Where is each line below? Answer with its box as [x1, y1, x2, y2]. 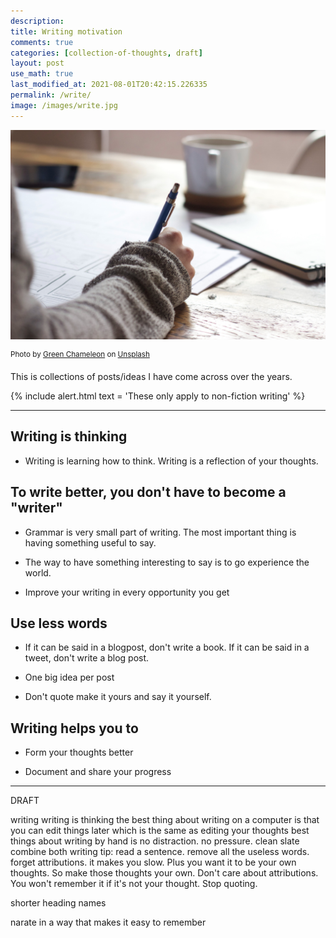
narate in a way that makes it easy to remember [10, 916, 207, 929]
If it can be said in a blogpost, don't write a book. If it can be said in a [24, 641, 310, 654]
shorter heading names [10, 897, 107, 909]
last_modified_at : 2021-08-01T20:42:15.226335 [10, 80, 208, 90]
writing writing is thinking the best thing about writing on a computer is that [10, 814, 320, 826]
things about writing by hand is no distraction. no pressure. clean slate [10, 835, 300, 847]
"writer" [10, 500, 63, 517]
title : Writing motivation [10, 26, 123, 37]
